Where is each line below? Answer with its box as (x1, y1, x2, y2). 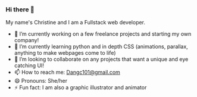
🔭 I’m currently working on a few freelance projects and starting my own (14, 30, 192, 37)
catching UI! (14, 62, 44, 69)
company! (14, 37, 39, 44)
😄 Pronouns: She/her (14, 77, 68, 85)
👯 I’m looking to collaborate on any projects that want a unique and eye (14, 56, 189, 63)
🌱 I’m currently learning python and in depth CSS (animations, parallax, (14, 43, 188, 50)
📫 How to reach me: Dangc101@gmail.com (14, 68, 120, 76)
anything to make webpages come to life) (14, 49, 116, 57)
